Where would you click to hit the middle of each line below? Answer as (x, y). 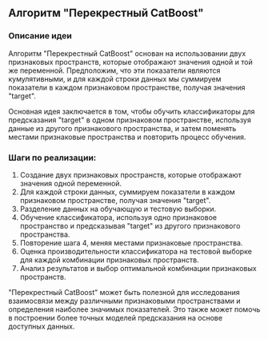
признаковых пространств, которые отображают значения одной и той (131, 62)
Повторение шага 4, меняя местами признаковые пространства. (131, 242)
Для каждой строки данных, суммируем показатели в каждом (128, 192)
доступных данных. (42, 326)
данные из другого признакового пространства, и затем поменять (122, 128)
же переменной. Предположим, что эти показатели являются (114, 70)
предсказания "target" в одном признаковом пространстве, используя (130, 120)
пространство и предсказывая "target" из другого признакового (130, 225)
